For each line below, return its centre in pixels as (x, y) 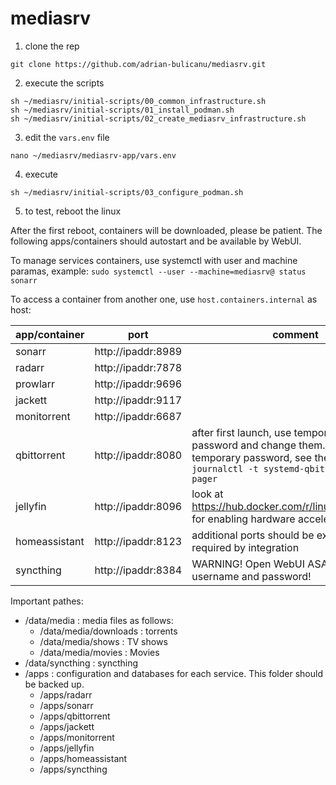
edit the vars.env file (67, 137)
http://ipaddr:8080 (138, 455)
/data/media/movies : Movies (99, 652)
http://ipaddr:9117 (138, 400)
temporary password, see (252, 457)
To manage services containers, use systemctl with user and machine (154, 260)
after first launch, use (241, 432)
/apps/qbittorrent (75, 716)
